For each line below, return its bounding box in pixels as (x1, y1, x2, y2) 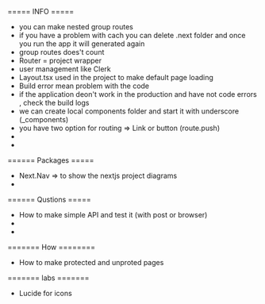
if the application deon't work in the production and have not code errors (18, 90, 257, 98)
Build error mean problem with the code (18, 81, 150, 90)
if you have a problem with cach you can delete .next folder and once (18, 31, 246, 40)
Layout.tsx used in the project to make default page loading (18, 73, 213, 82)
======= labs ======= (7, 273, 90, 283)
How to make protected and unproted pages (18, 258, 164, 267)
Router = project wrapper (18, 56, 102, 65)
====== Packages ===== (7, 156, 94, 165)
